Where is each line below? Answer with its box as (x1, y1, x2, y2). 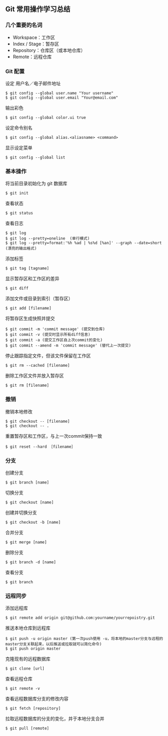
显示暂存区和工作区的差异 (5, 276, 60, 282)
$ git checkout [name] (5, 499, 54, 505)
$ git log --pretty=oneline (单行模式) (5, 236, 90, 241)
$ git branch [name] (5, 480, 50, 485)
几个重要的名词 (5, 22, 43, 29)
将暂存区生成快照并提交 (5, 315, 55, 321)
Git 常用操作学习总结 (5, 5, 71, 14)
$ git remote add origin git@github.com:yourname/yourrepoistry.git (5, 615, 155, 621)
